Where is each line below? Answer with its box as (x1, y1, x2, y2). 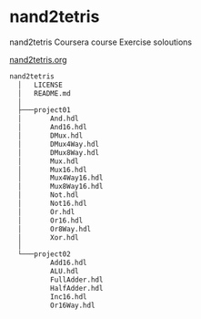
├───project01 (17, 106, 71, 115)
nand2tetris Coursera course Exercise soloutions (9, 36, 193, 47)
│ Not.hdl (17, 190, 79, 200)
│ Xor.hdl (17, 232, 79, 242)
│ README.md (17, 88, 71, 98)
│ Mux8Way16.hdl (17, 182, 104, 191)
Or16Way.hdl (49, 301, 95, 310)
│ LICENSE (17, 80, 64, 89)
